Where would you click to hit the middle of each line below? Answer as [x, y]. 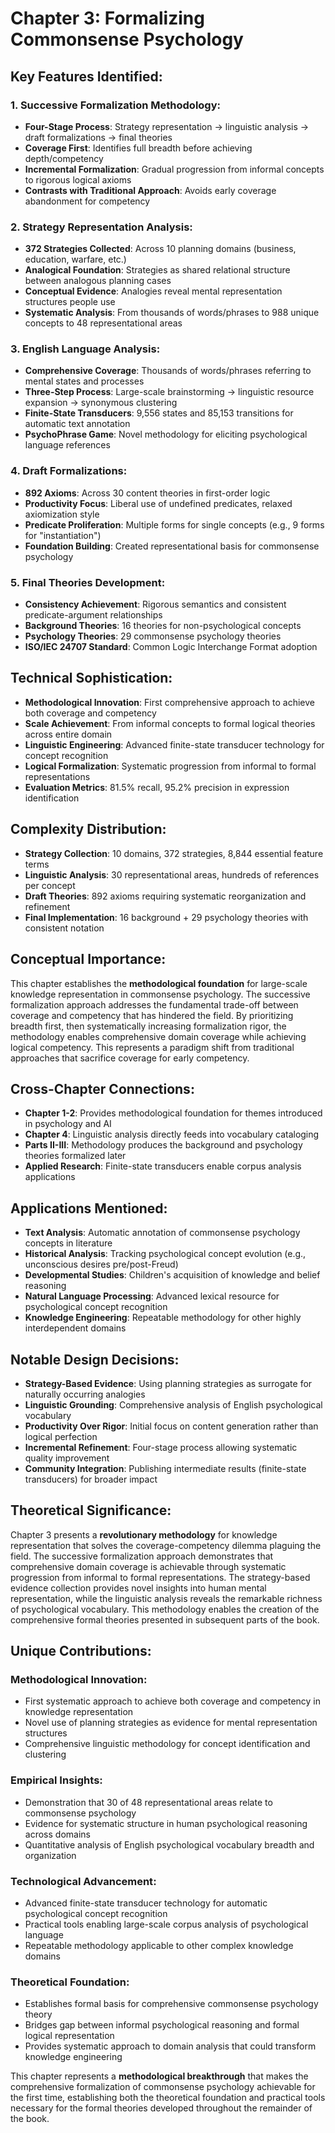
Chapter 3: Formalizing [107, 18]
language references [67, 445]
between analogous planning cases [98, 281]
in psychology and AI [68, 1124]
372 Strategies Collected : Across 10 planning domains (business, [160, 249]
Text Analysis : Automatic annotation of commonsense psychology [162, 1233]
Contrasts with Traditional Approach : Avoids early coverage [150, 190]
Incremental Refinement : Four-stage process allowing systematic [161, 1447]
